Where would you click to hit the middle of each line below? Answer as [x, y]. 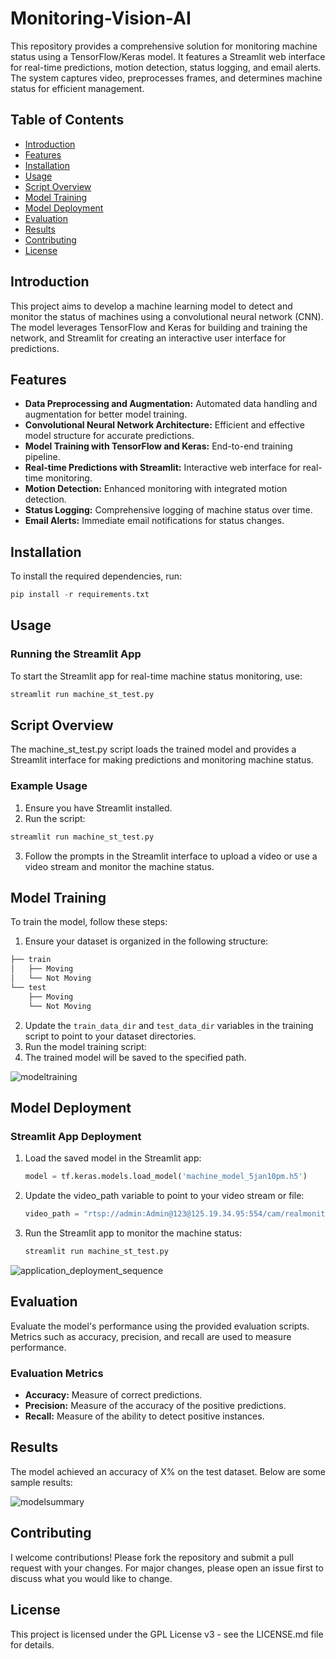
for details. [32, 1644]
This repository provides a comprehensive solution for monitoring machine [164, 46]
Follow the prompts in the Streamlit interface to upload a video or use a [171, 856]
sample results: [41, 1482]
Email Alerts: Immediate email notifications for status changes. [154, 521]
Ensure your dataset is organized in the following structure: [146, 941]
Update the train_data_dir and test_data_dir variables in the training [169, 1025]
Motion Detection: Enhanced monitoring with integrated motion [156, 489]
